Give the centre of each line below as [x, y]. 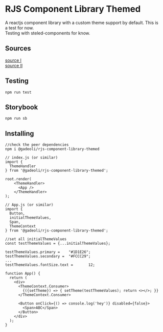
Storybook [22, 107]
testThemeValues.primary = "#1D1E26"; [48, 252]
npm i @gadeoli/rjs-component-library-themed [52, 149]
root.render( [18, 179]
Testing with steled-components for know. [48, 33]
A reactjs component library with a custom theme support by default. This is [82, 23]
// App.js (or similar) [29, 205]
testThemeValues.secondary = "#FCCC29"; [48, 256]
